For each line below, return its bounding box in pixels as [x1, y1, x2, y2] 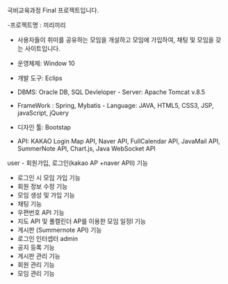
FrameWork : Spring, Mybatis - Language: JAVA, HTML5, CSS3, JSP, [17, 102, 214, 109]
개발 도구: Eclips [17, 74, 63, 82]
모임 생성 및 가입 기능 [17, 191, 75, 199]
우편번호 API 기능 [17, 208, 65, 216]
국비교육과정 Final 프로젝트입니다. [7, 6, 99, 14]
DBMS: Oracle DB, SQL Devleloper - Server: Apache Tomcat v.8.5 [17, 88, 206, 96]
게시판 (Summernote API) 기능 [17, 226, 102, 234]
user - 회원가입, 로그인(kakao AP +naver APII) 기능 [7, 159, 148, 167]
